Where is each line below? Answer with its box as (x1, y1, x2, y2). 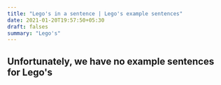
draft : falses (7, 23, 49, 30)
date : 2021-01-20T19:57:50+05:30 (7, 17, 105, 24)
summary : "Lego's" (7, 29, 61, 37)
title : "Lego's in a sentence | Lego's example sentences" (7, 10, 183, 17)
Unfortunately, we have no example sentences (7, 55, 215, 67)
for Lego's (7, 66, 53, 78)
